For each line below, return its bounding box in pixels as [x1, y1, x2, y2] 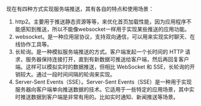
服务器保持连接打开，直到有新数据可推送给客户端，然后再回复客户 [25, 56, 190, 63]
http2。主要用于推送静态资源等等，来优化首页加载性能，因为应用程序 [14, 18, 187, 25]
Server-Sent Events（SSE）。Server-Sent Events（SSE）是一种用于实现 [14, 78, 193, 86]
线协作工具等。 [14, 41, 52, 48]
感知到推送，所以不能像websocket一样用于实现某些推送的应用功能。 [20, 26, 190, 33]
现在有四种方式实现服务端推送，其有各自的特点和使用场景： [6, 5, 154, 12]
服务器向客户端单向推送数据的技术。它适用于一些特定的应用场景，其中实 [14, 86, 194, 93]
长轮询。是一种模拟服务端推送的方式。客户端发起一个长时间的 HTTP [14, 48, 184, 55]
